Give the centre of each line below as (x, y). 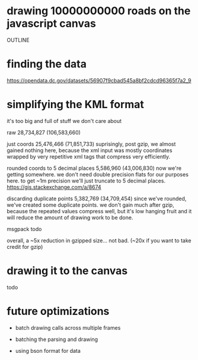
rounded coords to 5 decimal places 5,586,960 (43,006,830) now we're (94, 168)
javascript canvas (52, 23)
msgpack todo (24, 229)
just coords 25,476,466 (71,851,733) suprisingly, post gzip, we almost (91, 144)
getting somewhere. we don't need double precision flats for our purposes (98, 174)
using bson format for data (48, 350)
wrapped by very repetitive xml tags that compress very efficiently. (89, 156)
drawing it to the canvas (67, 271)
